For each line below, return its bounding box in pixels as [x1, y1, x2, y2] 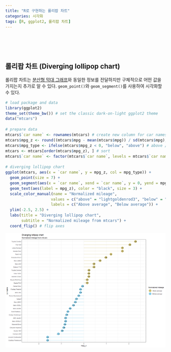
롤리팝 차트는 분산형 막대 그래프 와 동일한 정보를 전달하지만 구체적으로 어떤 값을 [5, 76, 162, 82]
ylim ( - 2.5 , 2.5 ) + [10, 208, 49, 213]
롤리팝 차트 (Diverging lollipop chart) [5, 62, 121, 71]
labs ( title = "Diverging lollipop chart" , [10, 213, 101, 218]
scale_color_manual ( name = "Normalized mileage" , [10, 191, 117, 196]
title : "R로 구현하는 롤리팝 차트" [5, 8, 70, 13]
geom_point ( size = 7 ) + [10, 175, 60, 181]
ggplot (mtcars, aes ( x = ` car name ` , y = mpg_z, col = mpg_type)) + [5, 170, 152, 175]
